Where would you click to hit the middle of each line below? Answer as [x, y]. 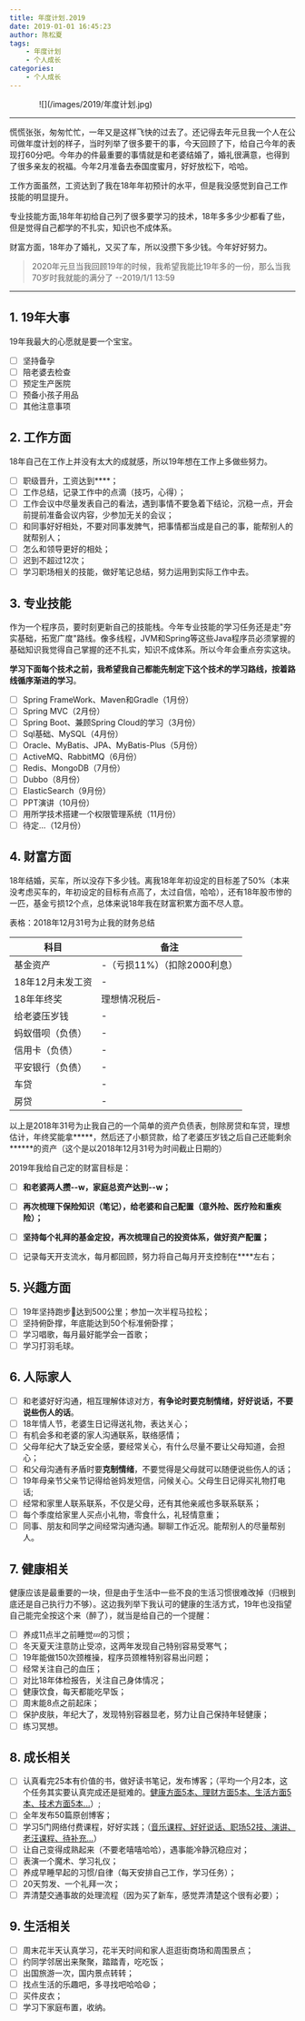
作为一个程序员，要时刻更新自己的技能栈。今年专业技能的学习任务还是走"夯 [151, 627]
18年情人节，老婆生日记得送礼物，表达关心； [106, 1423]
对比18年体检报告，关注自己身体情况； [94, 1681]
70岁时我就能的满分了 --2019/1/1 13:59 [103, 278]
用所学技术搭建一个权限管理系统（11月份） [102, 813]
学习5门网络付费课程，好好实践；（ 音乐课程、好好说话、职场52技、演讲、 [159, 1826]
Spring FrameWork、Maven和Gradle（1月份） [108, 699]
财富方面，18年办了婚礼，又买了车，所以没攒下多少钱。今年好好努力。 [141, 247]
